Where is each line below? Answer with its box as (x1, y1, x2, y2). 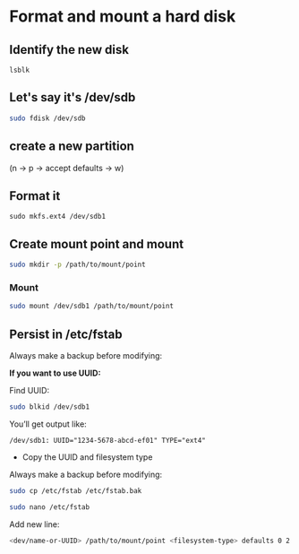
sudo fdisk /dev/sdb (9, 114, 87, 123)
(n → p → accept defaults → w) (9, 162, 124, 173)
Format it (9, 188, 61, 203)
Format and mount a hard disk (9, 6, 236, 27)
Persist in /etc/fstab (9, 326, 123, 342)
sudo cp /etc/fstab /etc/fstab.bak (9, 486, 142, 495)
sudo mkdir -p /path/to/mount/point (9, 260, 146, 270)
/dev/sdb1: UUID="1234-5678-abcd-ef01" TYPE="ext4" (9, 436, 206, 445)
